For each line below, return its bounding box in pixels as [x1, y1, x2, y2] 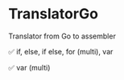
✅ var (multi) [8, 62, 51, 72]
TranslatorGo [8, 5, 99, 23]
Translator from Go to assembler [8, 31, 117, 41]
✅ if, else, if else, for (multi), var [8, 46, 114, 56]
